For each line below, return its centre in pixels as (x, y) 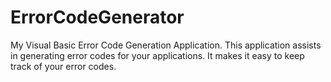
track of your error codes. (63, 66)
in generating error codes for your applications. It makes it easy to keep (157, 55)
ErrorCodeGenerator (97, 17)
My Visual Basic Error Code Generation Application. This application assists (166, 45)
